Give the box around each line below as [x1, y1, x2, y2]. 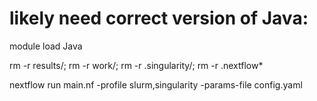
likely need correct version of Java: [9, 7, 309, 30]
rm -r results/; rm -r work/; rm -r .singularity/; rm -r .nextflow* [9, 59, 264, 71]
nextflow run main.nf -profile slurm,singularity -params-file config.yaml [9, 78, 303, 91]
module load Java [9, 40, 83, 52]
